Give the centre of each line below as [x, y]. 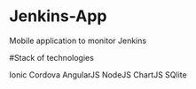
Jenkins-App [58, 16]
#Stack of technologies [52, 57]
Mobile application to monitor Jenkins [78, 41]
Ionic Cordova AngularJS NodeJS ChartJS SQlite [98, 74]
